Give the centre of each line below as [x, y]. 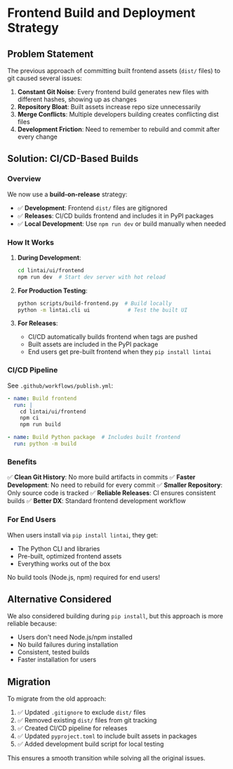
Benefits [22, 462]
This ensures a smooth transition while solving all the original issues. [106, 758]
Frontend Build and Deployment [101, 13]
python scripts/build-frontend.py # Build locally [94, 303]
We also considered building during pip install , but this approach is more [115, 616]
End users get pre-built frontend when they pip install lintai [120, 352]
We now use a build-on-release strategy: [67, 194]
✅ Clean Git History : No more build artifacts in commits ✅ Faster [101, 477]
